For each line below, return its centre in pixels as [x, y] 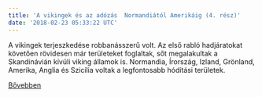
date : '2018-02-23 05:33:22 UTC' [63, 23]
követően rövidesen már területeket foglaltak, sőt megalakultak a [113, 53]
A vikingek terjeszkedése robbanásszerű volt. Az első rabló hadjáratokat [125, 45]
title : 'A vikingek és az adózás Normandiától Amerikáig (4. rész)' [125, 15]
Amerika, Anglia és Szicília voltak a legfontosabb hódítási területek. [117, 70]
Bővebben [25, 85]
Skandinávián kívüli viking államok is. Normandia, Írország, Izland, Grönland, [132, 61]
